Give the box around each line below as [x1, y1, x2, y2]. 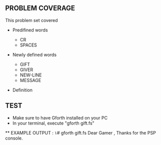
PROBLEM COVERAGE [5, 4, 75, 12]
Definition [12, 87, 32, 93]
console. [5, 135, 23, 141]
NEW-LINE [19, 72, 42, 78]
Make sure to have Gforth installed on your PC [12, 114, 108, 120]
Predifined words [12, 27, 48, 33]
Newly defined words [12, 51, 56, 57]
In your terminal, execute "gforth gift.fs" [12, 120, 95, 126]
